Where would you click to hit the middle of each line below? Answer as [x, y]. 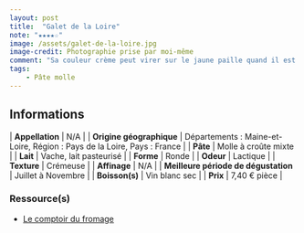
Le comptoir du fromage [68, 218]
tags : [20, 69]
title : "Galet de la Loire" [65, 26]
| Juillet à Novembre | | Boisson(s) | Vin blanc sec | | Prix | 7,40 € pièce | [146, 175]
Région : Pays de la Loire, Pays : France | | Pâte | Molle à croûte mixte [163, 146]
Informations [47, 115]
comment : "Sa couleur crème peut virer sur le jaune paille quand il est [153, 60]
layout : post [34, 18]
